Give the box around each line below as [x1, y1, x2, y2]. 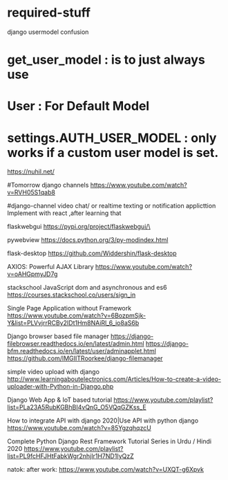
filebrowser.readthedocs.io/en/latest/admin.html [7, 340, 144, 348]
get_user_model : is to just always [7, 52, 205, 68]
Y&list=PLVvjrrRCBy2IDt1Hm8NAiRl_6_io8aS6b [7, 319, 140, 327]
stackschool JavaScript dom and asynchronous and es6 [7, 284, 167, 292]
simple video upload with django [7, 368, 100, 376]
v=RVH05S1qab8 [7, 188, 55, 196]
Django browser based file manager [7, 332, 109, 340]
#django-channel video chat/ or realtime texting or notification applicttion [7, 202, 216, 210]
